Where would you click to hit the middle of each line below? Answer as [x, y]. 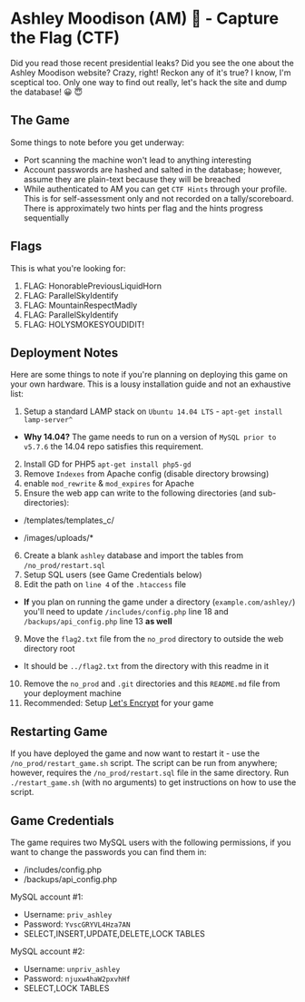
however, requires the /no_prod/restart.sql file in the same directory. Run [150, 773]
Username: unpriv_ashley [72, 969]
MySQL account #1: [47, 897]
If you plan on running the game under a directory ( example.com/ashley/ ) [159, 602]
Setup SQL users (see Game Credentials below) [113, 575]
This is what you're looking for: [68, 268]
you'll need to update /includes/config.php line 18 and [126, 612]
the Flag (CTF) [65, 38]
